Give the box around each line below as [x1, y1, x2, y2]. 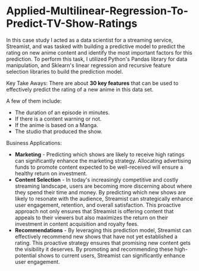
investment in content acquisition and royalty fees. [14, 220, 139, 227]
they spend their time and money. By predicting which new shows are [14, 188, 186, 196]
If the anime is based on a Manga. [14, 121, 98, 128]
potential [14, 251, 37, 259]
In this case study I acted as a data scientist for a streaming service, [6, 36, 173, 43]
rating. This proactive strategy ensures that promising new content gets [14, 239, 191, 246]
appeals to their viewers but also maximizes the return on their [14, 214, 169, 221]
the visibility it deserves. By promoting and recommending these [14, 245, 173, 253]
